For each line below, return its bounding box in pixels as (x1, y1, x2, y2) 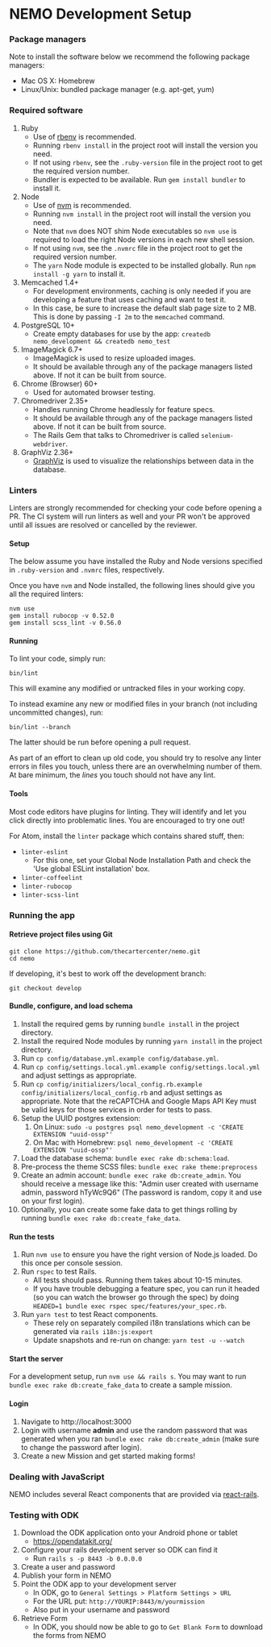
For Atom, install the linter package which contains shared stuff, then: (9, 831, 245, 840)
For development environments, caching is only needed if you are (32, 286, 252, 295)
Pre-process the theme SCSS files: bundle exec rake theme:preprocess (20, 1162, 258, 1172)
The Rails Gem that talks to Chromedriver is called (32, 430, 200, 440)
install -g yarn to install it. (32, 269, 126, 278)
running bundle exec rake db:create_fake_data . (20, 1213, 181, 1223)
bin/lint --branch (9, 723, 71, 732)
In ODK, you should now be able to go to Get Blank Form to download (32, 1622, 263, 1632)
